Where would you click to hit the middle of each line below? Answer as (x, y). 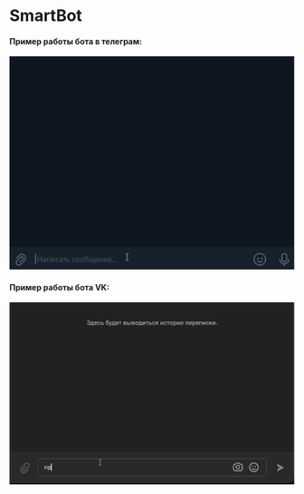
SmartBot (46, 16)
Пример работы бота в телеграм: (76, 41)
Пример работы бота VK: (60, 287)
